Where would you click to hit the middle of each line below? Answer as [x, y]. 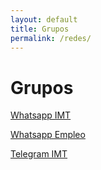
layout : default [44, 19]
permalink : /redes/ [51, 38]
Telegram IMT [39, 154]
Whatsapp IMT [41, 115]
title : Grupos [40, 29]
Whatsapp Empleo [48, 135]
